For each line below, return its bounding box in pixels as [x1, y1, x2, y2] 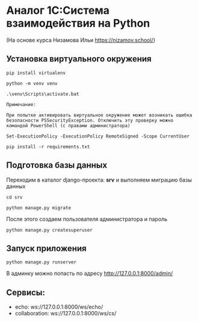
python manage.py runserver [6, 259, 77, 265]
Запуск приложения [6, 243, 87, 253]
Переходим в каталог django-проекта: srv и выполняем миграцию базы [6, 176, 193, 183]
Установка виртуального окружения [6, 54, 152, 64]
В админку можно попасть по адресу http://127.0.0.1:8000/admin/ [6, 270, 173, 277]
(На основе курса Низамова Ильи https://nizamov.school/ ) [6, 36, 155, 43]
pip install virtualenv [6, 70, 66, 76]
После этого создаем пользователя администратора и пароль [6, 215, 167, 223]
